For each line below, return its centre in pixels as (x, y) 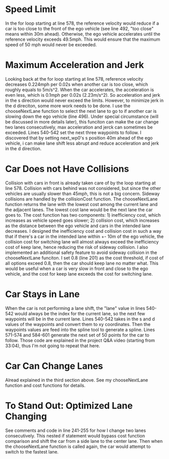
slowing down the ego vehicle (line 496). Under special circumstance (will (82, 116)
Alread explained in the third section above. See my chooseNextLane (77, 380)
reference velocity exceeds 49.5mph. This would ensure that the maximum (83, 39)
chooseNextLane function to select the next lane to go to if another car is (81, 111)
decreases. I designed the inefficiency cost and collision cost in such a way (83, 231)
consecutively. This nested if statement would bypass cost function (75, 436)
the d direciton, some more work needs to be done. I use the (68, 106)
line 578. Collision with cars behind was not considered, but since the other (83, 188)
